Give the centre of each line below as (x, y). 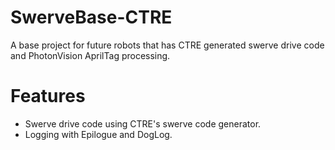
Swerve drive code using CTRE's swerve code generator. (143, 123)
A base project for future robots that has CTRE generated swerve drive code (167, 45)
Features (48, 96)
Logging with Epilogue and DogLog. (98, 134)
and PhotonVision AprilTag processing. (90, 55)
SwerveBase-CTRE (91, 17)
